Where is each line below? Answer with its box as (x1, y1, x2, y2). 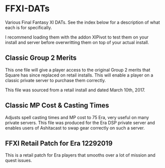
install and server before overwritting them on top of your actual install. (5, 39, 149, 45)
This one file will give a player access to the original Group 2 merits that (5, 67, 151, 73)
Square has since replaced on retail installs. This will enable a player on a (5, 72, 154, 78)
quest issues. (5, 158, 32, 164)
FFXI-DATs (5, 3, 50, 14)
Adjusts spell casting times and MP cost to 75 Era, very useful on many (5, 114, 149, 120)
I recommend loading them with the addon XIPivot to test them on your (5, 34, 149, 40)
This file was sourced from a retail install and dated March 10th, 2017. (5, 87, 145, 93)
